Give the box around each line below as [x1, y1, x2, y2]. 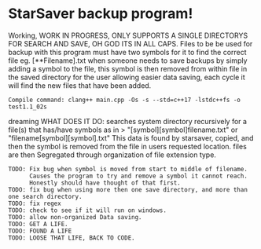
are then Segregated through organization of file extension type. [8, 150, 216, 159]
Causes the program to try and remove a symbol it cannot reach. [28, 172, 248, 180]
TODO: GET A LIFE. [8, 220, 68, 228]
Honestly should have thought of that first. [28, 178, 181, 187]
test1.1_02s [8, 103, 47, 111]
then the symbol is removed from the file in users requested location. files [8, 141, 248, 151]
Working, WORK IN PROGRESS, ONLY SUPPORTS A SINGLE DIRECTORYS [8, 31, 248, 40]
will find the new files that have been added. [8, 80, 152, 90]
